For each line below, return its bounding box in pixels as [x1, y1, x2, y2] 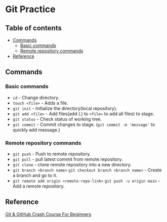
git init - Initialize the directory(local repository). [12, 105, 117, 111]
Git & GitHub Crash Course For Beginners [5, 211, 92, 217]
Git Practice [5, 4, 56, 15]
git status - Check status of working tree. [12, 116, 102, 122]
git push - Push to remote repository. [12, 151, 91, 157]
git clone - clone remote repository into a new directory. [12, 161, 132, 167]
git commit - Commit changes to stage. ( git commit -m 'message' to [12, 121, 155, 127]
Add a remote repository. [12, 183, 65, 189]
